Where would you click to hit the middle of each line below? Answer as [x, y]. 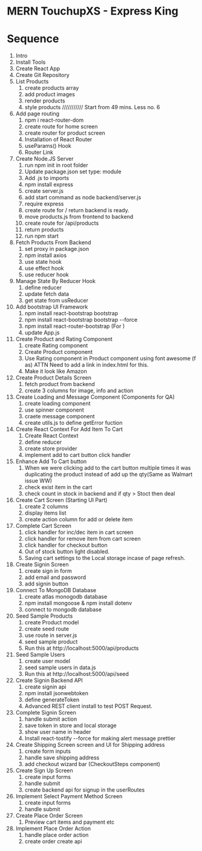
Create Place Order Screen [49, 816]
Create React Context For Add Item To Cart [69, 429]
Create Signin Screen [42, 564]
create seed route [47, 629]
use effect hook [44, 269]
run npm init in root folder [56, 165]
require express [44, 204]
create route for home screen [61, 127]
